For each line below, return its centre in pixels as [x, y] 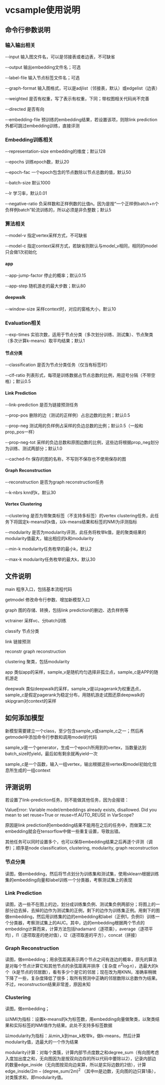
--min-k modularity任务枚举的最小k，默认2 [48, 549]
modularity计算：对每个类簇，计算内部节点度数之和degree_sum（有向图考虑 [82, 1052]
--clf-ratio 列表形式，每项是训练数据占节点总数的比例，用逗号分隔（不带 [78, 375]
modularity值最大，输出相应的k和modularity [50, 538]
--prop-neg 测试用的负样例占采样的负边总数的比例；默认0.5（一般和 [74, 425]
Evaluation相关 [23, 323]
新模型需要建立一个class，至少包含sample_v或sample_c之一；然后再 [74, 731]
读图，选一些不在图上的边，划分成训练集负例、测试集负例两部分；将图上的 [80, 904]
